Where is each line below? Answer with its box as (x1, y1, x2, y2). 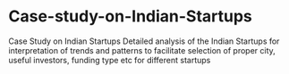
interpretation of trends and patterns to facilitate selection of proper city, (8, 45, 276, 55)
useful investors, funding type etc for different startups (8, 54, 211, 65)
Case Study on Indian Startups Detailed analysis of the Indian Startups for (8, 36, 280, 46)
